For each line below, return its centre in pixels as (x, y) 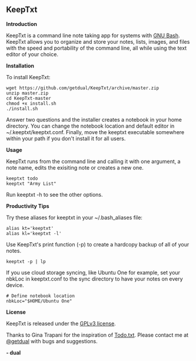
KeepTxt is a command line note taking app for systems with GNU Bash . (93, 35)
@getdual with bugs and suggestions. (52, 341)
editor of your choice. (32, 54)
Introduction (21, 24)
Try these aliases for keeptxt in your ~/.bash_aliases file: (74, 217)
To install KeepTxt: (28, 77)
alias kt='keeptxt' (30, 228)
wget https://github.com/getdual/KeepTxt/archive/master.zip (83, 88)
